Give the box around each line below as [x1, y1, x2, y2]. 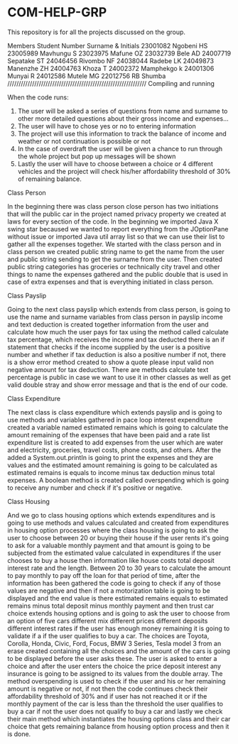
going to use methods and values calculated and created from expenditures [7, 518, 229, 527]
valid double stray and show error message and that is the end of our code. [7, 381, 228, 389]
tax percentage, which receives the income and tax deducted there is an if [7, 335, 225, 344]
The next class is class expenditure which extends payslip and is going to [7, 407, 222, 416]
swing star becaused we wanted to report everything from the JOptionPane [7, 224, 229, 233]
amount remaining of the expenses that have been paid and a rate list [7, 430, 210, 439]
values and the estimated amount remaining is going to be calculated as [7, 461, 218, 469]
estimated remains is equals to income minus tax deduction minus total [7, 468, 215, 476]
